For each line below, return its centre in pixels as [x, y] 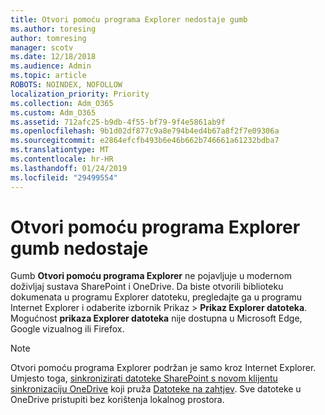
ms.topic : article [48, 76]
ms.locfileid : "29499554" [64, 177]
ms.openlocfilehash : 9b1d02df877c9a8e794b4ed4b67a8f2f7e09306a [145, 131]
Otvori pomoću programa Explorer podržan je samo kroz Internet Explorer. [163, 368]
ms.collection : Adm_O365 [62, 103]
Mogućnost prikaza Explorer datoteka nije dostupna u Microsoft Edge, [156, 318]
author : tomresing [48, 38]
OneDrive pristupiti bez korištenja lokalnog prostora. [117, 400]
